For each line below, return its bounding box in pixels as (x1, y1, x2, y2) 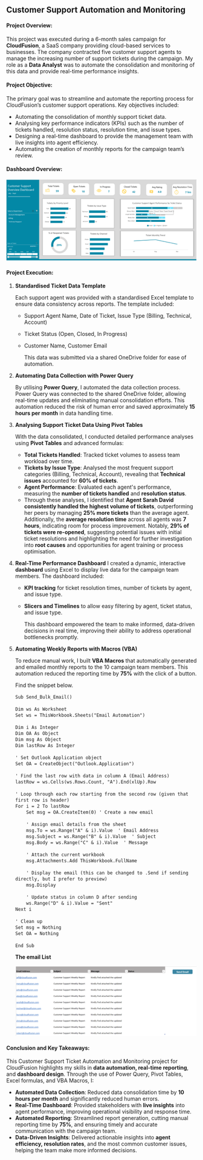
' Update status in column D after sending (26, 894, 137, 900)
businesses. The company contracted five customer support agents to (6, 48, 182, 55)
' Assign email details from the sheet (26, 822, 127, 828)
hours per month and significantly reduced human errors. (14, 1095, 159, 1102)
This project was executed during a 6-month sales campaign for (6, 35, 166, 42)
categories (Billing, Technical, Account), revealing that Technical (24, 471, 185, 478)
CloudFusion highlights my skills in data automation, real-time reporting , (6, 1064, 189, 1071)
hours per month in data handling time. (14, 409, 114, 417)
